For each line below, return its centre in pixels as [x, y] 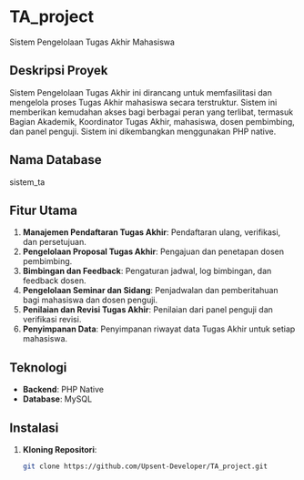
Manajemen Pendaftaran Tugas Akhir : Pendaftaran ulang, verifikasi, [152, 232]
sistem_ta [27, 182]
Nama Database [56, 160]
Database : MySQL [57, 399]
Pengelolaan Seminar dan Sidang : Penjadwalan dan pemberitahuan [151, 291]
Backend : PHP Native [63, 390]
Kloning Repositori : [60, 449]
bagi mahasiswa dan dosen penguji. [90, 300]
